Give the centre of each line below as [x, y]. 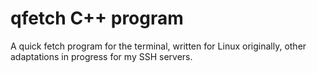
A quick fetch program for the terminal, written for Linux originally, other [158, 46]
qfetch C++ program [97, 18]
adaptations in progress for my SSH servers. [101, 56]
